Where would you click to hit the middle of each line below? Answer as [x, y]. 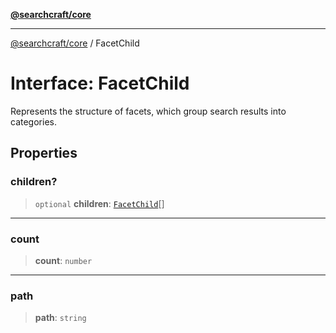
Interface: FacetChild [100, 83]
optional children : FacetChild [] [99, 203]
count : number [63, 260]
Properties [44, 153]
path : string [60, 318]
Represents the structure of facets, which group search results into [148, 111]
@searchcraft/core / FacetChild [75, 43]
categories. [33, 121]
